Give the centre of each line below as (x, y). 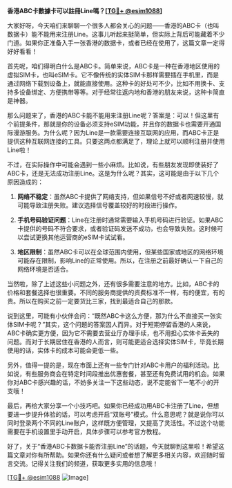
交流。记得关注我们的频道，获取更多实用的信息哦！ (86, 463)
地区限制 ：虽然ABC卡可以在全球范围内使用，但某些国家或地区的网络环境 (120, 252)
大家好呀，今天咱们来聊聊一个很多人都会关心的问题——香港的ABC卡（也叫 (113, 26)
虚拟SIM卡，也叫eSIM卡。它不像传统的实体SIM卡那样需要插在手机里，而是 (113, 75)
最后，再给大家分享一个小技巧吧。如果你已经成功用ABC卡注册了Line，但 (110, 406)
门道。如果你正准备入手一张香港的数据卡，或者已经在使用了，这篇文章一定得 (116, 43)
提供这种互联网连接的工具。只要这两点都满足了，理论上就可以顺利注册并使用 (116, 141)
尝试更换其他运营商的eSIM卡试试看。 (76, 237)
